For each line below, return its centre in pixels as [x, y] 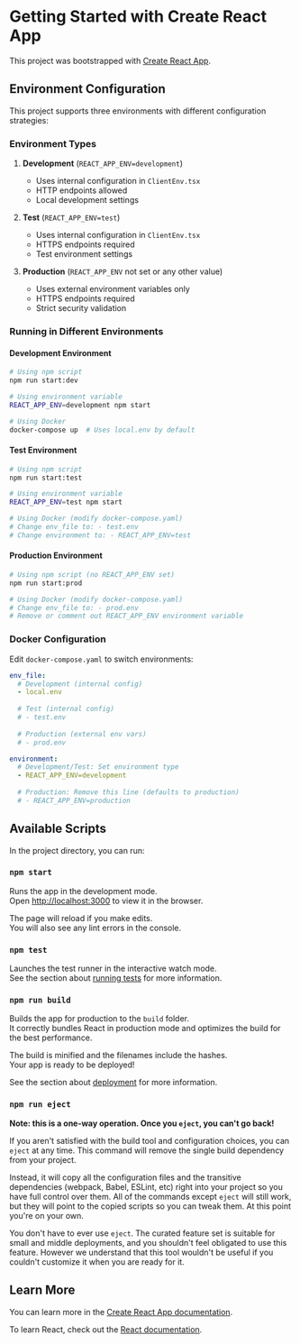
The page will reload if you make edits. [81, 918]
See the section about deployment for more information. [114, 1083]
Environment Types [53, 143]
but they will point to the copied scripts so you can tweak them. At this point [150, 1206]
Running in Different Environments [86, 331]
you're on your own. [46, 1215]
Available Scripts [58, 829]
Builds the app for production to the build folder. [100, 1019]
